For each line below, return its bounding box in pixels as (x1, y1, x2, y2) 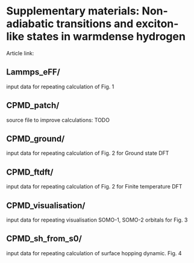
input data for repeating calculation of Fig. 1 (6, 83, 114, 90)
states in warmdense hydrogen (27, 30, 186, 43)
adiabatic (6, 17, 54, 31)
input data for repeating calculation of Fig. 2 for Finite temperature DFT (6, 183, 183, 190)
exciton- (135, 17, 179, 31)
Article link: (6, 49, 34, 56)
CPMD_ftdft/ (6, 167, 54, 177)
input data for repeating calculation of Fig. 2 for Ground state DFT (6, 150, 169, 157)
